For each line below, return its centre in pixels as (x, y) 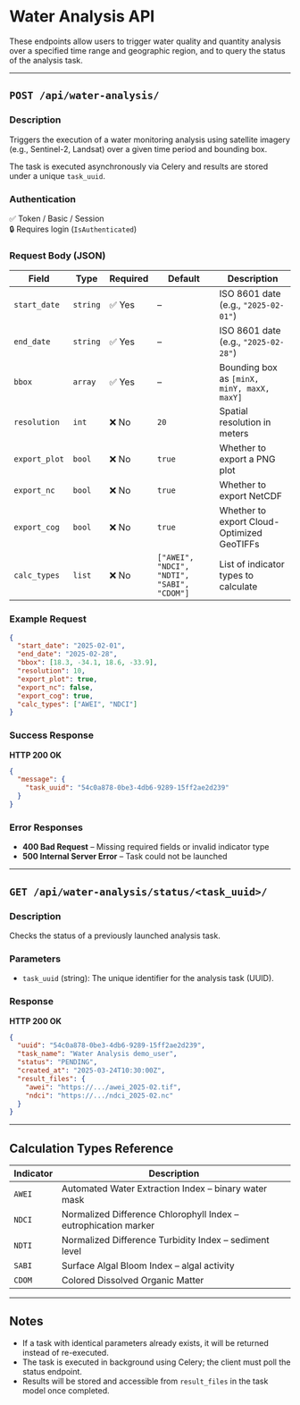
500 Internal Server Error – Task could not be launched (125, 857)
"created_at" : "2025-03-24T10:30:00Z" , (92, 1071)
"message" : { (42, 780)
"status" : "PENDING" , (58, 1062)
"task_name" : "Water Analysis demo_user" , (97, 1054)
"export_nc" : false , (55, 687)
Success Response (51, 735)
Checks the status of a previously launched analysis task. (115, 935)
